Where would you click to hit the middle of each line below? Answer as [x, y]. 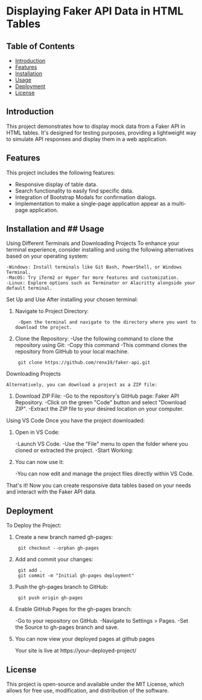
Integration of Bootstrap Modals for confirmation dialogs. [86, 197]
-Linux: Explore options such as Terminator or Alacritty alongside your [101, 283]
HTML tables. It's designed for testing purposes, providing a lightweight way [101, 132]
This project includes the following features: [61, 173]
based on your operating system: [47, 256]
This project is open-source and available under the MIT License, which [96, 684]
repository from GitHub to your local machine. [72, 352]
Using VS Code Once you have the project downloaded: [76, 421]
